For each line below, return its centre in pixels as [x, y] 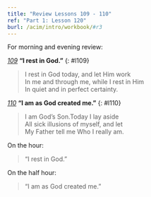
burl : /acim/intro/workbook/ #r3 [55, 27]
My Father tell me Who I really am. [74, 132]
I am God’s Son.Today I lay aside [72, 117]
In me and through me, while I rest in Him [84, 82]
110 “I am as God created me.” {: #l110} [64, 103]
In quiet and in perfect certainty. [71, 90]
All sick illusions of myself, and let [74, 124]
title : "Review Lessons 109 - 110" [60, 14]
